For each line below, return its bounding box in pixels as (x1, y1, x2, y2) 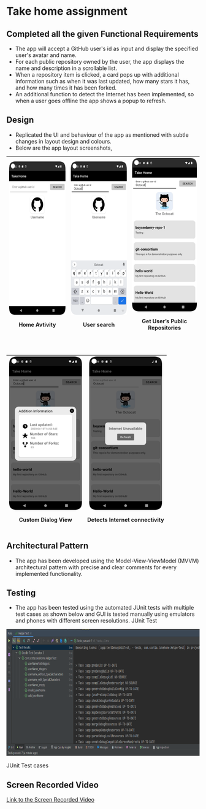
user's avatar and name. (15, 52, 77, 59)
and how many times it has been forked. (15, 84, 117, 91)
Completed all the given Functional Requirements (6, 29, 199, 39)
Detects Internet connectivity (87, 516, 164, 524)
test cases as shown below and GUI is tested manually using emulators (15, 610, 195, 618)
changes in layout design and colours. (15, 137, 112, 145)
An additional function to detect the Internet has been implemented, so (15, 91, 194, 98)
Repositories (148, 324, 181, 332)
